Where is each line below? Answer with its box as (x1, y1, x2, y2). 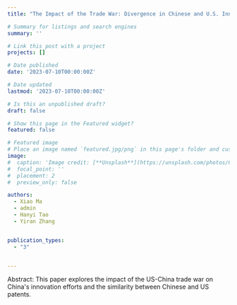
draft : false (7, 107, 46, 114)
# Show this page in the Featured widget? (7, 120, 134, 127)
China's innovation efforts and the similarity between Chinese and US (7, 282, 209, 291)
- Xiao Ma (13, 198, 42, 205)
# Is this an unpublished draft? (7, 100, 106, 108)
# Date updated (7, 81, 52, 88)
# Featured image (7, 139, 59, 146)
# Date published (7, 62, 59, 69)
